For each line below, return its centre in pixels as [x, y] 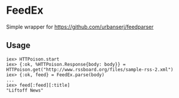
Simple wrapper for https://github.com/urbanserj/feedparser [80, 27]
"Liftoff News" [25, 90]
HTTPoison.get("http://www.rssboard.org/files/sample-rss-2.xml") [90, 69]
